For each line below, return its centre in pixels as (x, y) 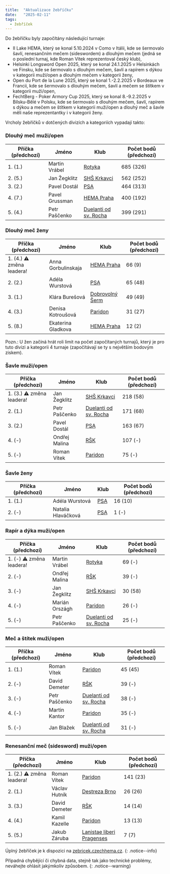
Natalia (61, 509)
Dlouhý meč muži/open (34, 136)
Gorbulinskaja (65, 268)
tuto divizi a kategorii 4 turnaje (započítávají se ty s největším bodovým (79, 347)
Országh (62, 608)
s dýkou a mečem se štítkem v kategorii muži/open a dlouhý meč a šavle (88, 107)
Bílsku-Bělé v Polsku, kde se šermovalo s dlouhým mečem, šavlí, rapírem (89, 102)
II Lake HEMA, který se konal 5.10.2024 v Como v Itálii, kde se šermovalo (88, 48)
